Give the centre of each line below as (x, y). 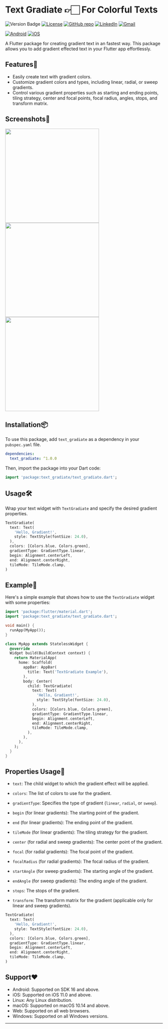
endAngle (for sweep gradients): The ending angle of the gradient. (80, 881)
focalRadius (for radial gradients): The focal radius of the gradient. (81, 862)
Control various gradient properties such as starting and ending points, (85, 92)
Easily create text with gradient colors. (52, 76)
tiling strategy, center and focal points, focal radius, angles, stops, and (85, 98)
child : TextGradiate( (50, 686)
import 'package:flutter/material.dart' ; (49, 612)
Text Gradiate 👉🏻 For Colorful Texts (81, 10)
